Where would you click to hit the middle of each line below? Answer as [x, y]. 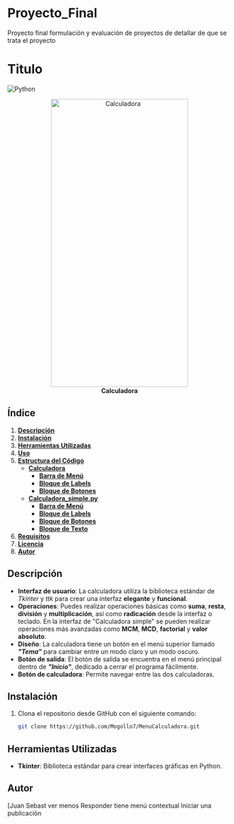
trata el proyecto [31, 40]
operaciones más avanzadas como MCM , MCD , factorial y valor [112, 629]
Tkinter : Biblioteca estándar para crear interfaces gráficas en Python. [120, 766]
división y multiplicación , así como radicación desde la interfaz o [115, 613]
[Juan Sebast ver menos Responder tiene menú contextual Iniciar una [110, 805]
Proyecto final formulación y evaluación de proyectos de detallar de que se [117, 33]
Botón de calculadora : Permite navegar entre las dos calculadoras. [116, 674]
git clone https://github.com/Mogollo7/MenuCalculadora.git [108, 727]
